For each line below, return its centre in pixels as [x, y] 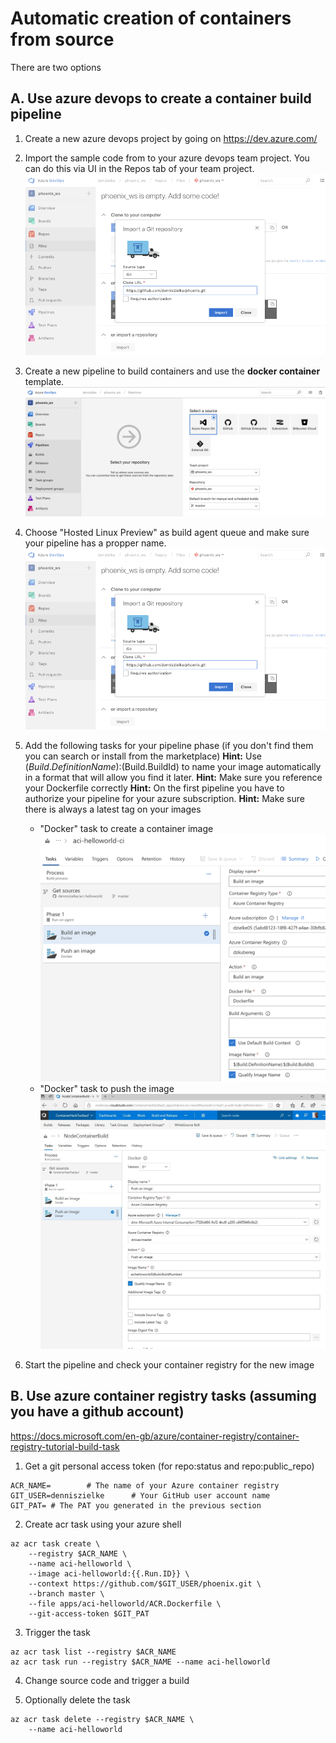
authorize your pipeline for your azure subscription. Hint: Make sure [164, 799]
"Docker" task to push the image [107, 1089]
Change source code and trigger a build [107, 1680]
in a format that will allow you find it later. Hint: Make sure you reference [173, 778]
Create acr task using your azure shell [103, 1524]
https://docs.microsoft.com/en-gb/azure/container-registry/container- [155, 1436]
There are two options [56, 67]
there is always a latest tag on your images [113, 809]
